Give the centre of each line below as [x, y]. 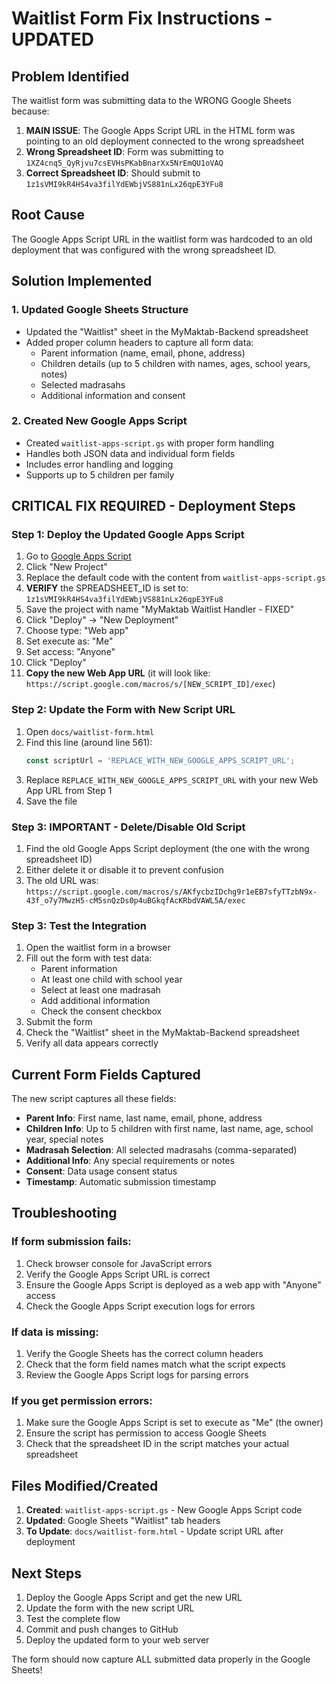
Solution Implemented [82, 281]
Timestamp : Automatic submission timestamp [121, 1182]
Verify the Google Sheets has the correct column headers [144, 1354]
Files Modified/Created [85, 1485]
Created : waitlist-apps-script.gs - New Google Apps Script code [164, 1510]
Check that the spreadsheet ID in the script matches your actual [157, 1444]
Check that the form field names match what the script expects [155, 1364]
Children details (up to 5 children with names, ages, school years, [175, 363]
